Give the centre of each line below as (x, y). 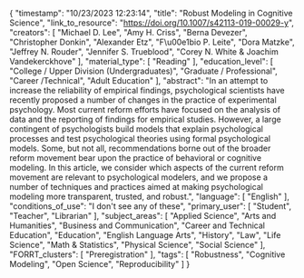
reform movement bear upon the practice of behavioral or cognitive (135, 158)
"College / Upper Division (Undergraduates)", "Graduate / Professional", (144, 71)
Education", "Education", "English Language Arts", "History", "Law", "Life (145, 235)
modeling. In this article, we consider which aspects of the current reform (147, 168)
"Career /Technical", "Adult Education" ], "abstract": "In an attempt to (139, 80)
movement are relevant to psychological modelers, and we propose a (139, 177)
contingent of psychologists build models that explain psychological (136, 129)
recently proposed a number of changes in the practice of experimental (143, 100)
